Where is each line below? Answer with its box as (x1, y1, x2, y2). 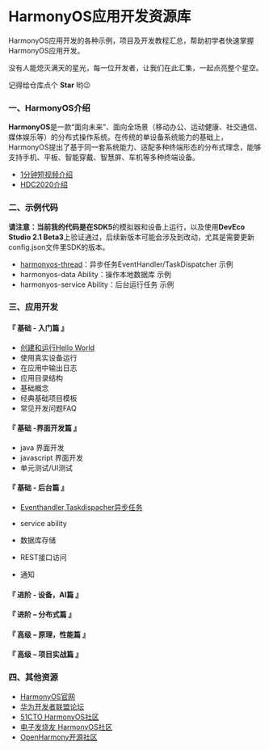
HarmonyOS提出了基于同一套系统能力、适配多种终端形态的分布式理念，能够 (8, 142, 262, 152)
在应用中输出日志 (19, 363, 78, 373)
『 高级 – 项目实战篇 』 (8, 650, 83, 659)
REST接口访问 (19, 553, 67, 562)
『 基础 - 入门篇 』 (8, 323, 69, 333)
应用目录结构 (19, 373, 63, 382)
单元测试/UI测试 (19, 462, 74, 473)
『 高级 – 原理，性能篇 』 (8, 630, 90, 639)
